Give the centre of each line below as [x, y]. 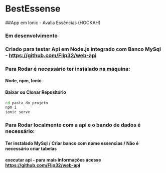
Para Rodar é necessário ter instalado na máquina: [68, 69]
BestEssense [33, 9]
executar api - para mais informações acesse [53, 160]
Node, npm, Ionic [23, 81]
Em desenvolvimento [31, 36]
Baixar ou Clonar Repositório [36, 92]
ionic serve [18, 112]
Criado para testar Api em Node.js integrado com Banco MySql [83, 49]
